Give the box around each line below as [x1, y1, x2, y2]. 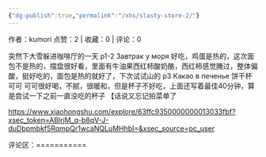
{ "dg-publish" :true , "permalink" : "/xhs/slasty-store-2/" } [8, 11, 200, 20]
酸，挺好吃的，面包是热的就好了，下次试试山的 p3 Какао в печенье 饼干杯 [8, 71, 253, 80]
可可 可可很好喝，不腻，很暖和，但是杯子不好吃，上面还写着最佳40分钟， [8, 81, 248, 90]
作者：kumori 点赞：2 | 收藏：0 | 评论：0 [8, 34, 142, 44]
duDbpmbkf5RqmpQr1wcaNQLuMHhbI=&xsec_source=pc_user [8, 124, 215, 133]
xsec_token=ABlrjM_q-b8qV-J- [8, 115, 109, 124]
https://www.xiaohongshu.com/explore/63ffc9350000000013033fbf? [8, 106, 236, 116]
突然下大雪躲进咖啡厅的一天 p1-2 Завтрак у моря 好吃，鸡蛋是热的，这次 [8, 51, 248, 60]
